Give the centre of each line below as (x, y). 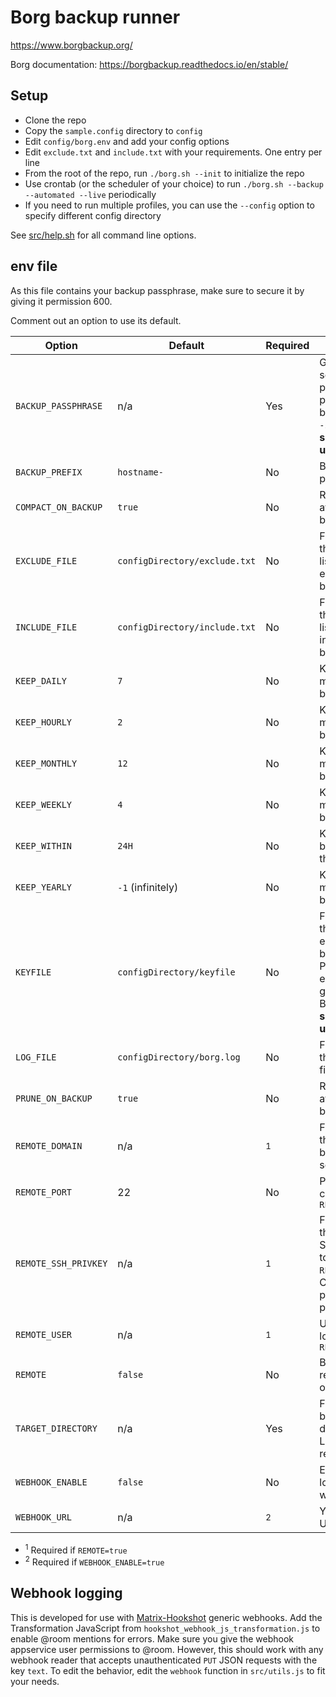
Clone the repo (55, 120)
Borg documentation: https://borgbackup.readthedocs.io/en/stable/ (149, 64)
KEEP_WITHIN (44, 845)
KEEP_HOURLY (44, 722)
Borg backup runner (95, 17)
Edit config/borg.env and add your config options (127, 141)
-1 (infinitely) (148, 887)
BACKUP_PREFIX (49, 472)
